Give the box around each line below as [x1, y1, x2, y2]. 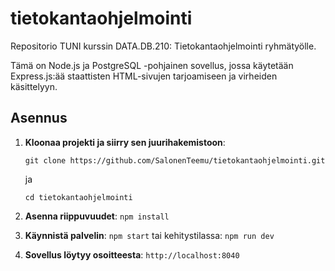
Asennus [10, 110, 68, 127]
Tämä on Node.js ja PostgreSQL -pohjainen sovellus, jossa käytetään [10, 59, 294, 71]
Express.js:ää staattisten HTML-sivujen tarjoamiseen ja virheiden [10, 70, 278, 82]
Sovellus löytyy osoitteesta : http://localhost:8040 [24, 248, 240, 261]
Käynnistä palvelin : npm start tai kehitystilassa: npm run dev [24, 229, 275, 241]
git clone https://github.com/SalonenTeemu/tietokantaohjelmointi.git [24, 155, 326, 166]
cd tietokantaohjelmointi [24, 192, 133, 202]
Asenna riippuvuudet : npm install [24, 210, 170, 222]
